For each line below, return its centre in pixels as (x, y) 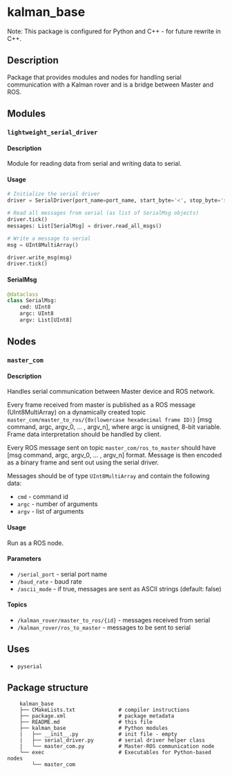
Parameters (24, 559)
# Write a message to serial (49, 238)
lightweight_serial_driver (52, 133)
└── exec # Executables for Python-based (116, 752)
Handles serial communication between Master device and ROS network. (111, 392)
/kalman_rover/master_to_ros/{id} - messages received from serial (114, 620)
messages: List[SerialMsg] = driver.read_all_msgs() (85, 226)
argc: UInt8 (37, 314)
